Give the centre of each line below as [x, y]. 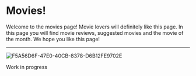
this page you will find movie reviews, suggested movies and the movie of [95, 32]
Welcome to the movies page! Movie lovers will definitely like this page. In [95, 27]
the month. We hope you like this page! [53, 39]
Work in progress [27, 67]
